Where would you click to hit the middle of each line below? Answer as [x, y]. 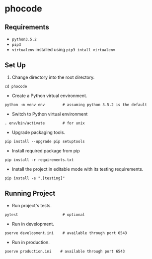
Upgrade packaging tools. [38, 132]
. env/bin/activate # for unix [45, 123]
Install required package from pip [46, 150]
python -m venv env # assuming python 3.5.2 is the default [76, 105]
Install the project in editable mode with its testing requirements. [77, 169]
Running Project [30, 194]
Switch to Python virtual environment [50, 114]
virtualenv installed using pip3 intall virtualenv [63, 50]
